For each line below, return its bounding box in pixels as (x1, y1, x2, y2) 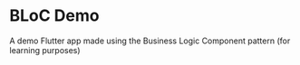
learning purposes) (9, 44, 81, 55)
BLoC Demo (9, 5, 100, 26)
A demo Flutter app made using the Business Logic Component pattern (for (9, 35, 291, 46)
